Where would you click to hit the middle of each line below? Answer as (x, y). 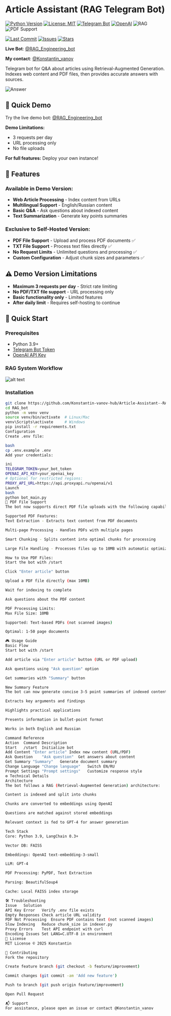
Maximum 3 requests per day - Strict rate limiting (65, 286)
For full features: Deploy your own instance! (52, 158)
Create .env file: (25, 436)
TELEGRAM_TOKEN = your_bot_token (38, 469)
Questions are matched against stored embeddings (59, 813)
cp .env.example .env (28, 450)
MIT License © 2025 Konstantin (38, 943)
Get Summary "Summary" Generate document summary (61, 762)
